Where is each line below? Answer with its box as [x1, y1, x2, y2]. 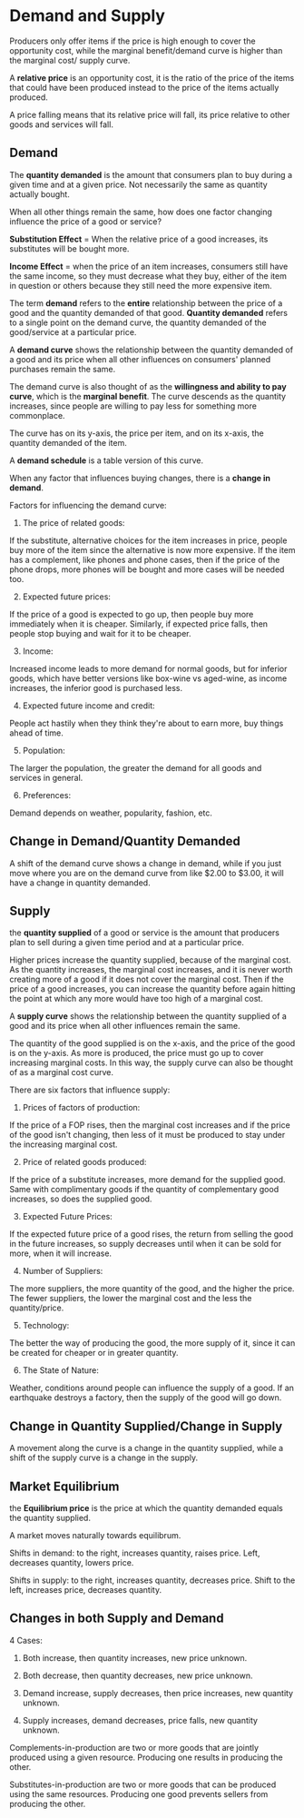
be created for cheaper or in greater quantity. [9, 1348, 179, 1359]
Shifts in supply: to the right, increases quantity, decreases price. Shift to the [9, 1575, 296, 1586]
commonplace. [9, 410, 65, 420]
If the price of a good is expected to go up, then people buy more [9, 608, 254, 619]
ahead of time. [9, 727, 64, 738]
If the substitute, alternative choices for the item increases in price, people [9, 535, 288, 546]
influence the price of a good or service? [9, 215, 162, 227]
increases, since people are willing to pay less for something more [9, 400, 257, 411]
